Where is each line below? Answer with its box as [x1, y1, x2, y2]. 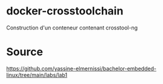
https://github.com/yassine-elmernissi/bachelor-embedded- [6, 65, 157, 72]
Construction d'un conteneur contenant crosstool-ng [6, 24, 138, 31]
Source [6, 45, 43, 59]
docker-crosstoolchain [6, 4, 124, 18]
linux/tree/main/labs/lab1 [6, 71, 68, 79]
